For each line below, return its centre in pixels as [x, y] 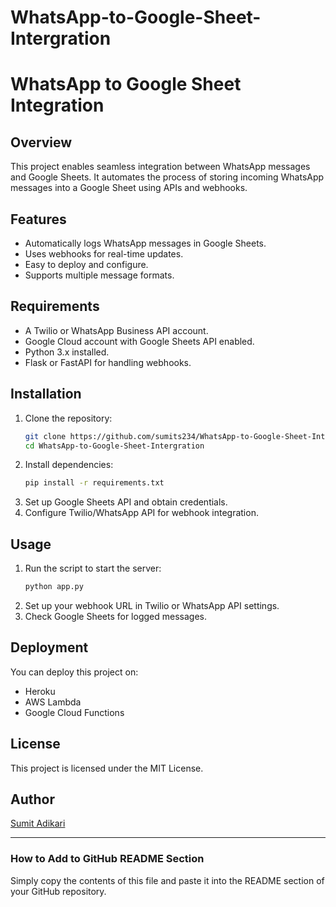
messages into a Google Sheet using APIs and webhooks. [129, 188]
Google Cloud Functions [74, 712]
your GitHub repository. [58, 891]
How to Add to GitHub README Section [107, 859]
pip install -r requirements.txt [94, 483]
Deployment [49, 647]
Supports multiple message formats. [99, 275]
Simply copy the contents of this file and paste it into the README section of [167, 880]
